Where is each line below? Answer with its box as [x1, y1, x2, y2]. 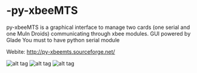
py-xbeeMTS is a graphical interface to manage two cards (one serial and [6, 24, 190, 31]
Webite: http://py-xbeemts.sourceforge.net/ [6, 48, 115, 55]
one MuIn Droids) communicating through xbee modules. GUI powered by [6, 30, 191, 37]
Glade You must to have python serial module [6, 36, 120, 43]
